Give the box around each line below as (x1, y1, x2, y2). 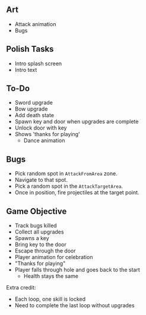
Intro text (14, 66, 37, 73)
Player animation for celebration (14, 254, 93, 261)
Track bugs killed (14, 222, 58, 229)
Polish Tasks (6, 44, 54, 54)
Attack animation (14, 20, 56, 27)
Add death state (14, 112, 55, 119)
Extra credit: (6, 284, 36, 291)
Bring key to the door (14, 241, 66, 248)
